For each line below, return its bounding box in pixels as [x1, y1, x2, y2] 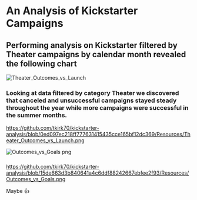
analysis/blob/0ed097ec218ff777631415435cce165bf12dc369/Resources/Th [6, 131, 191, 138]
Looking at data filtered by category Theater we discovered [6, 88, 179, 97]
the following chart [6, 58, 78, 68]
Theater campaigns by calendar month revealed [6, 49, 186, 60]
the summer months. [6, 111, 68, 119]
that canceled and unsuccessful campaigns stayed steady [6, 96, 177, 104]
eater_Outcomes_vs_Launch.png [6, 137, 85, 144]
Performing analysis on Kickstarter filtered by [6, 40, 178, 50]
